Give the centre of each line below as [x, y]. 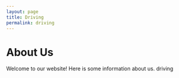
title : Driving [25, 17]
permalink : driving [30, 23]
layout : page [22, 12]
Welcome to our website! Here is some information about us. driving [90, 68]
